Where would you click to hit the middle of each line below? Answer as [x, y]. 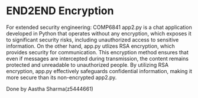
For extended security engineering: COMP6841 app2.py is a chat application [99, 27]
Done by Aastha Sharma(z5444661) [50, 89]
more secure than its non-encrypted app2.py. [61, 77]
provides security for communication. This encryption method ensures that [98, 52]
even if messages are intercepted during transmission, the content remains [98, 58]
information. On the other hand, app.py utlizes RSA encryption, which [91, 46]
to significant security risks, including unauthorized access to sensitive [92, 40]
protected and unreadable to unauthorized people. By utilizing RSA [87, 65]
